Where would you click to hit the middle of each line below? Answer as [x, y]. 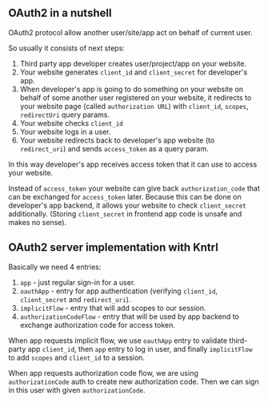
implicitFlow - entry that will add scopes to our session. [113, 308]
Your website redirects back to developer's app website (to [117, 140]
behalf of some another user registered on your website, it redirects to [136, 97]
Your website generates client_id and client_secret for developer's [134, 72]
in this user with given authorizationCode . [77, 390]
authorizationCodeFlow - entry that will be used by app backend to [130, 316]
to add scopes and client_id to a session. [77, 357]
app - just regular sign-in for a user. [78, 282]
